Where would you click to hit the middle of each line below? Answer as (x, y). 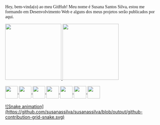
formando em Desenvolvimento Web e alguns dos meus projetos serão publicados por (80, 12)
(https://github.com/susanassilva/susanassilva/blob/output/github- (74, 112)
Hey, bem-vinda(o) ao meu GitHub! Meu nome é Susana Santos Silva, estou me (75, 7)
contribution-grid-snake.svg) (35, 117)
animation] (33, 106)
